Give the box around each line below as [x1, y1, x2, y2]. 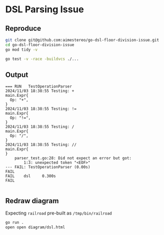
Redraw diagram [5, 196, 59, 205]
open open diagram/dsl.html [5, 225, 66, 230]
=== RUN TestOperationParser [5, 84, 72, 89]
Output [5, 70, 28, 79]
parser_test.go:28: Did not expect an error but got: [14, 156, 132, 161]
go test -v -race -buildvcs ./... [5, 56, 79, 61]
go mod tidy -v [5, 47, 38, 52]
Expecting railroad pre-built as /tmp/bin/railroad [5, 210, 112, 216]
